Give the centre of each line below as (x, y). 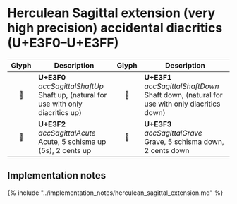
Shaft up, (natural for (73, 95)
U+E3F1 (158, 77)
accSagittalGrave (173, 133)
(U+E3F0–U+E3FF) (63, 43)
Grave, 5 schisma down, (184, 141)
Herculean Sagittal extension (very (111, 13)
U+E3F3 (158, 124)
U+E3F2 (52, 124)
